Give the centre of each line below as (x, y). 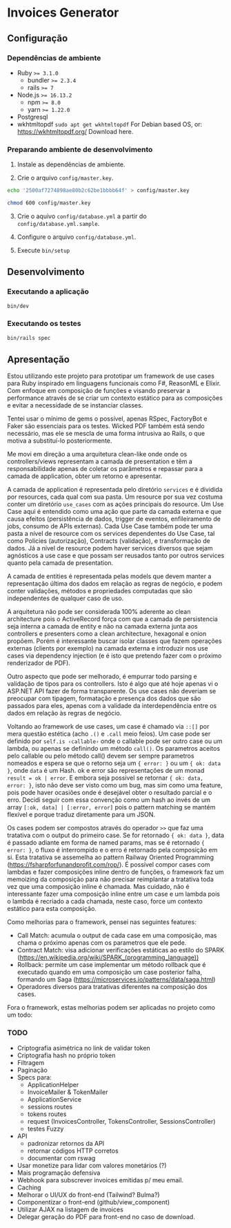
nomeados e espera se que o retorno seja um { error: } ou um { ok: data (114, 763)
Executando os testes (44, 324)
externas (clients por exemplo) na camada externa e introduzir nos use (108, 649)
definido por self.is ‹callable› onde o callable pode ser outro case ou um (115, 741)
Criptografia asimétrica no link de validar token (83, 1048)
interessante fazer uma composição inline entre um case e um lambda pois (114, 894)
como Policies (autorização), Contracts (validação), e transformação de (109, 541)
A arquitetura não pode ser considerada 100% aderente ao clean (99, 612)
